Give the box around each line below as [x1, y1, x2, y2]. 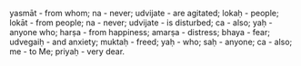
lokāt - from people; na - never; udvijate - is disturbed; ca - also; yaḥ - [9, 17, 273, 28]
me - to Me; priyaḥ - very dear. [9, 46, 125, 57]
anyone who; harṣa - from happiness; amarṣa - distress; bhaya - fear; [9, 27, 271, 37]
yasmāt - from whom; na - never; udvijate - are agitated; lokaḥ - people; [9, 8, 279, 18]
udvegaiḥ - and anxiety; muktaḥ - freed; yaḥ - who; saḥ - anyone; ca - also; [9, 36, 293, 47]
